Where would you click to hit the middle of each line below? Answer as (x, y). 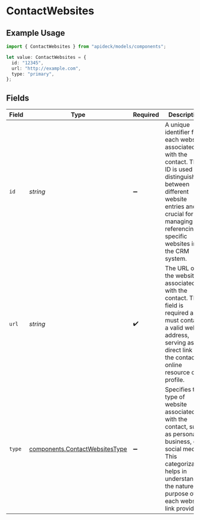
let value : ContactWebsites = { (46, 57)
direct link (179, 350)
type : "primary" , (33, 74)
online (174, 365)
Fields (18, 98)
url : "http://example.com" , (46, 68)
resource (177, 372)
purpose (176, 494)
